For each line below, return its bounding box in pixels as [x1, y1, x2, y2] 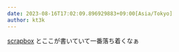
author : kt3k [7, 17, 45, 24]
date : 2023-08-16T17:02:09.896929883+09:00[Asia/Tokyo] [7, 10, 173, 17]
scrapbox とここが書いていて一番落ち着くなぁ [7, 36, 139, 45]
